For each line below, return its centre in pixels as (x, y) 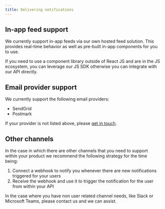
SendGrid (22, 109)
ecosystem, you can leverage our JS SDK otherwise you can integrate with (81, 66)
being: (12, 161)
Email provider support (41, 87)
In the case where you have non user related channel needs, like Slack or (79, 196)
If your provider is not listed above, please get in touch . (61, 123)
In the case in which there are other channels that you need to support (77, 151)
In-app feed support (37, 30)
